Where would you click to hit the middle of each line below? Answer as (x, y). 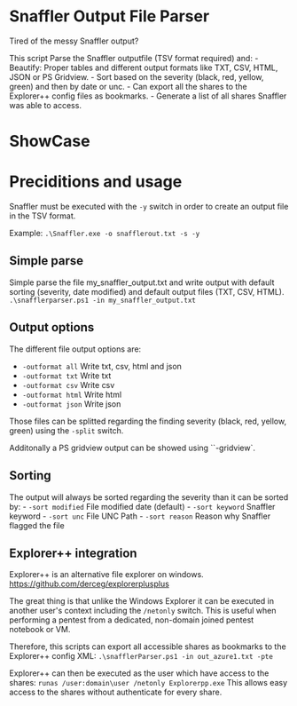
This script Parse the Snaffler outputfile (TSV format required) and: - (134, 58)
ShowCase (50, 142)
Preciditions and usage (96, 182)
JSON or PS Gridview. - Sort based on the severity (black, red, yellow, (137, 76)
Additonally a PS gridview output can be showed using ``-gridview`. (132, 448)
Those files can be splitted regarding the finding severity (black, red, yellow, (148, 421)
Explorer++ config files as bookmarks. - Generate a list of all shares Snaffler (148, 96)
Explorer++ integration (73, 553)
